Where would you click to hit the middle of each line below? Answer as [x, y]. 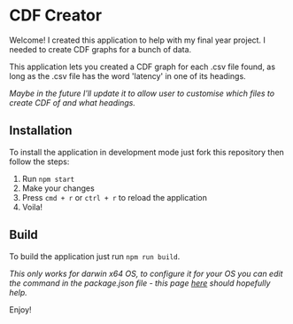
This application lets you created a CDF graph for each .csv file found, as [143, 67]
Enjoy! [21, 309]
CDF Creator [56, 16]
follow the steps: [39, 162]
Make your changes [58, 188]
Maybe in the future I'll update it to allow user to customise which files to [142, 93]
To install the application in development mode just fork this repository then [147, 152]
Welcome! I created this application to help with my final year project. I [137, 40]
